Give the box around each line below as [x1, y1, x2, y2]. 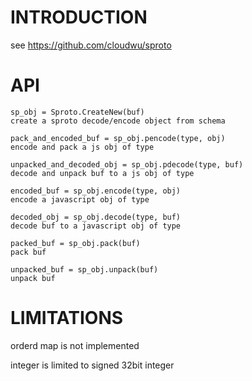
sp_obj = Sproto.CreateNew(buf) [10, 107, 145, 117]
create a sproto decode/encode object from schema [10, 116, 226, 126]
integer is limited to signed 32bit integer [10, 359, 175, 371]
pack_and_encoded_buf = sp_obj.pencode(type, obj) [10, 133, 226, 143]
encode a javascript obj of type [10, 194, 150, 205]
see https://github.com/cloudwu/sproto [10, 39, 172, 51]
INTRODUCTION [10, 6, 148, 29]
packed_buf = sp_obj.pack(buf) [10, 238, 141, 248]
